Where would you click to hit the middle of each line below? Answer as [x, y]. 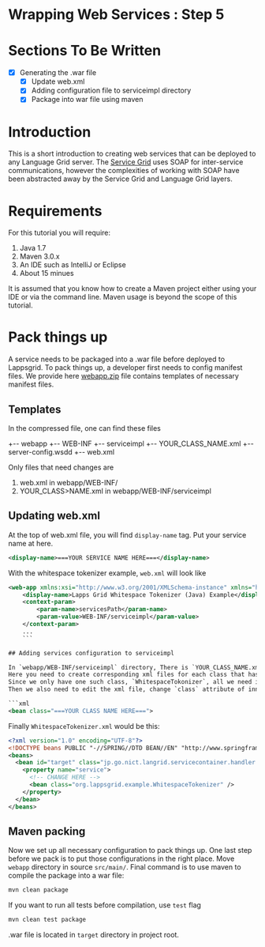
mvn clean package [38, 890]
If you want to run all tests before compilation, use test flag [105, 905]
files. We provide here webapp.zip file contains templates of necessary [123, 376]
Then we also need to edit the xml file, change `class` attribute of [127, 689]
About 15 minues [47, 274]
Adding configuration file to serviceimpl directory [111, 91]
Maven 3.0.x [40, 257]
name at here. [31, 543]
